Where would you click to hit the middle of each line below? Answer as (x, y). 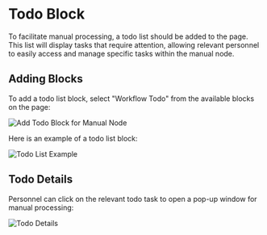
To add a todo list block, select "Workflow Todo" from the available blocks (131, 99)
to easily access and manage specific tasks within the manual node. (121, 53)
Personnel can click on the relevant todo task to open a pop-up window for (133, 199)
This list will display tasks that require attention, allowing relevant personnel (134, 44)
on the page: (29, 107)
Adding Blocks (46, 79)
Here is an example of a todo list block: (73, 138)
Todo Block (47, 14)
